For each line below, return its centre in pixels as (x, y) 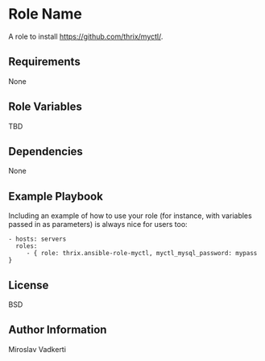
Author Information (58, 330)
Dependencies (46, 151)
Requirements (44, 62)
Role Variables (45, 107)
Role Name (45, 14)
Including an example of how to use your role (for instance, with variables (130, 216)
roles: (27, 246)
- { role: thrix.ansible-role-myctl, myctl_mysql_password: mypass (142, 254)
